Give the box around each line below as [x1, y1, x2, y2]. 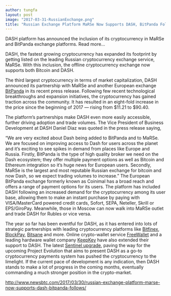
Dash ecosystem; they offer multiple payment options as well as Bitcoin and [5, 157, 164, 163]
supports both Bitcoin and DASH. [5, 67, 75, 73]
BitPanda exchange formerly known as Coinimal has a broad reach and [5, 178, 154, 184]
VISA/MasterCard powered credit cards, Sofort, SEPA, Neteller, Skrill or [5, 200, 154, 206]
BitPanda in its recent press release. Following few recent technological [5, 88, 155, 94]
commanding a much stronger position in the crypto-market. [5, 269, 132, 276]
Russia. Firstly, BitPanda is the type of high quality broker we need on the [5, 151, 159, 157]
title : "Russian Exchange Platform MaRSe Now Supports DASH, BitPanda [5, 21, 158, 27]
